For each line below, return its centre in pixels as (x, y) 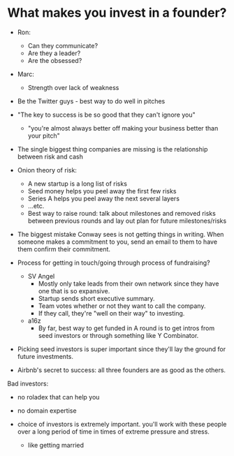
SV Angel (41, 276)
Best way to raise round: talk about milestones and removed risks (122, 213)
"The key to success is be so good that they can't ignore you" (106, 115)
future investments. (45, 356)
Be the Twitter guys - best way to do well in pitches (91, 101)
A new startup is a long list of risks (78, 184)
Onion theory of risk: (47, 170)
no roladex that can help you (58, 397)
